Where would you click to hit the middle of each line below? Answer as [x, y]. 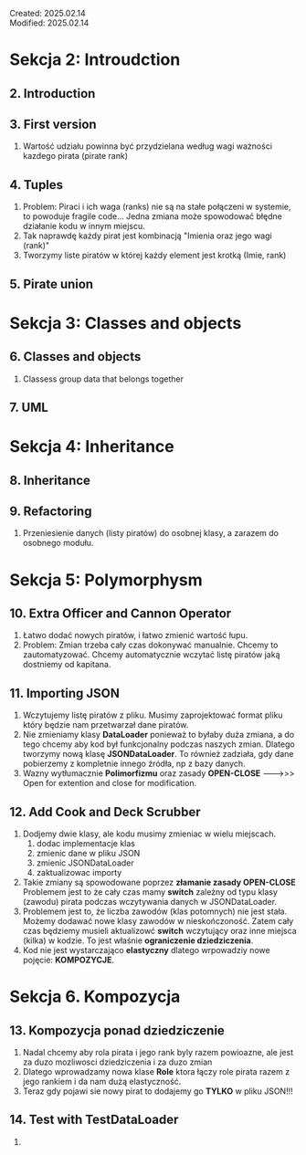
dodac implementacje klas [85, 843]
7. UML [29, 407]
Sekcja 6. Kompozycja [95, 997]
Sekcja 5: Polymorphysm [106, 580]
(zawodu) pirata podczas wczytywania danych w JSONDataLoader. [149, 902]
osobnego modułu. [58, 543]
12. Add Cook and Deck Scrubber [105, 812]
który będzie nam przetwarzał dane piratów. [106, 725]
